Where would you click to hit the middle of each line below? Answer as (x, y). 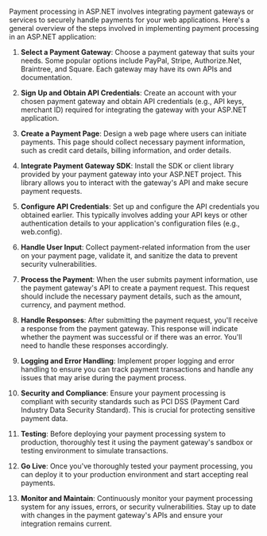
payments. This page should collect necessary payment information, (133, 142)
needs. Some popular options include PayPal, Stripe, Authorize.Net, (131, 60)
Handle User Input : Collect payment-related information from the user (135, 247)
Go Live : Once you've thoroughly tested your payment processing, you (137, 466)
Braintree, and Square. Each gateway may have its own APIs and (126, 69)
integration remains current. (66, 524)
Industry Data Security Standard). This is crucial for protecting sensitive (138, 410)
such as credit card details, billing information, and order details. (126, 150)
